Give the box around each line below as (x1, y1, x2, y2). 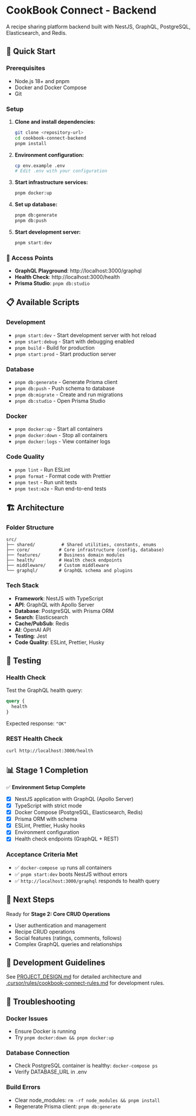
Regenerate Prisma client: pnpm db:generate (14, 1102, 121, 1110)
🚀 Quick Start (6, 47, 56, 57)
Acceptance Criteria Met (6, 851, 78, 859)
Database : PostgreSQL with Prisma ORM (14, 607, 114, 614)
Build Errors (6, 1083, 41, 1091)
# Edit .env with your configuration (14, 168, 108, 174)
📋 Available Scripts (6, 297, 79, 307)
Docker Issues (6, 1014, 48, 1022)
